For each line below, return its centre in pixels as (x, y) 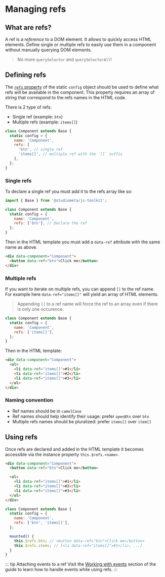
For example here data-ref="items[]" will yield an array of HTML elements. (82, 294)
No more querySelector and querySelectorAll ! (64, 59)
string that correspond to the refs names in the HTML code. (66, 97)
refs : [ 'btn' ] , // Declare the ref (51, 223)
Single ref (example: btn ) (38, 116)
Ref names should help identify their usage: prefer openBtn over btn (81, 416)
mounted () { (22, 536)
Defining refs (26, 75)
